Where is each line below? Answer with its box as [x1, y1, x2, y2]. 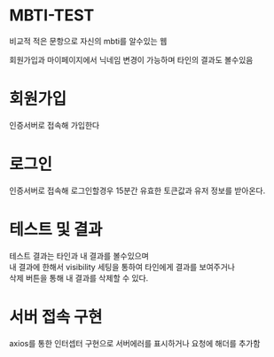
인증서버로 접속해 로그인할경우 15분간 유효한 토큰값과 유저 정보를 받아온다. [9, 185, 266, 196]
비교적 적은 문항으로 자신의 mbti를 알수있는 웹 [9, 35, 168, 46]
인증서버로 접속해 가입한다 [9, 120, 100, 130]
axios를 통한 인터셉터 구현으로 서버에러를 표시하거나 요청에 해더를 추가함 [9, 338, 261, 348]
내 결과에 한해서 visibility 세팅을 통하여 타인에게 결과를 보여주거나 [9, 261, 236, 272]
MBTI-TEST [9, 5, 95, 26]
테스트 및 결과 [9, 220, 103, 239]
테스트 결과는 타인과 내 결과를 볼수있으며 [9, 250, 149, 261]
